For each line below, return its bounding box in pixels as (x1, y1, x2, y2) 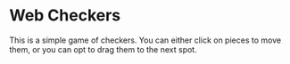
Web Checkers (9, 5, 121, 26)
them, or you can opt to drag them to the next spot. (9, 44, 198, 54)
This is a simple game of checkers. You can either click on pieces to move (9, 35, 282, 45)
